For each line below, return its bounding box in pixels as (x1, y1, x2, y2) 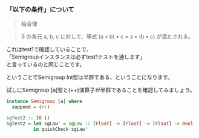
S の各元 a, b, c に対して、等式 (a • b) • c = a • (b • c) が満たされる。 (21, 33, 194, 40)
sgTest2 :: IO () (6, 115, 50, 121)
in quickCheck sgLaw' (33, 126, 88, 132)
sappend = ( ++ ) (11, 104, 50, 110)
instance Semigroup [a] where (6, 98, 83, 105)
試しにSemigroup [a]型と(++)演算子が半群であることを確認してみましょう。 (6, 86, 195, 94)
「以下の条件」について (6, 5, 74, 13)
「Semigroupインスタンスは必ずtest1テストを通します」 (6, 53, 146, 61)
